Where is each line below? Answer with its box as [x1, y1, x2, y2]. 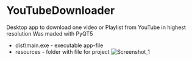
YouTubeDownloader [6, 4, 115, 18]
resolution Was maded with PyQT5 [6, 30, 93, 37]
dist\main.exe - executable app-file [15, 42, 104, 49]
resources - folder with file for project [15, 48, 110, 55]
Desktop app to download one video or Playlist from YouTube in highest [6, 24, 186, 31]
